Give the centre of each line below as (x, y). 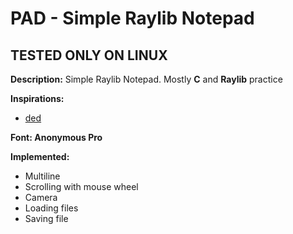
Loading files (51, 208)
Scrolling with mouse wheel (81, 186)
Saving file (46, 218)
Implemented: (40, 156)
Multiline (42, 176)
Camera (41, 197)
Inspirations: (37, 98)
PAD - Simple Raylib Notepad (132, 18)
